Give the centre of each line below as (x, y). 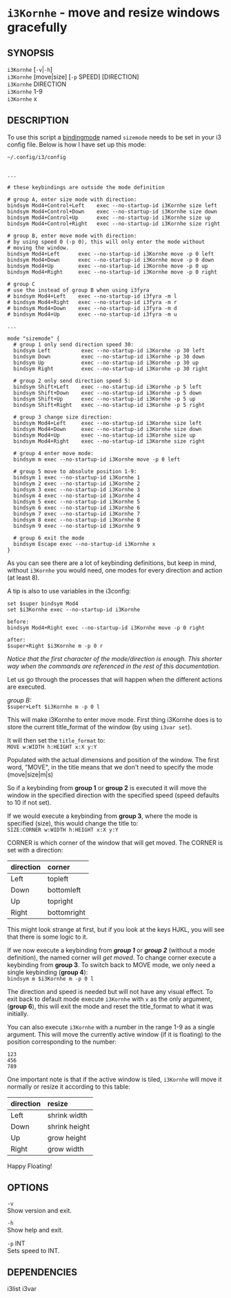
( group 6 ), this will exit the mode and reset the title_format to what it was (110, 1006)
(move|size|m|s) (30, 774)
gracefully (37, 27)
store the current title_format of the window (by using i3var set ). (100, 727)
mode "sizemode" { (33, 338)
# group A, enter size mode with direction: (72, 199)
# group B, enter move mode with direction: (72, 236)
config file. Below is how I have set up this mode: (77, 144)
